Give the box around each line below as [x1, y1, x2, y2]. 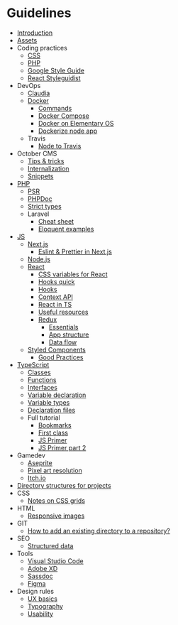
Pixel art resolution [27, 466, 82, 474]
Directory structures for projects [16, 481, 111, 489]
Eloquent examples [38, 224, 94, 233]
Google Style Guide [27, 66, 85, 75]
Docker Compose [38, 112, 90, 120]
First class [38, 428, 69, 437]
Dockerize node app [38, 126, 98, 135]
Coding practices [16, 43, 68, 52]
